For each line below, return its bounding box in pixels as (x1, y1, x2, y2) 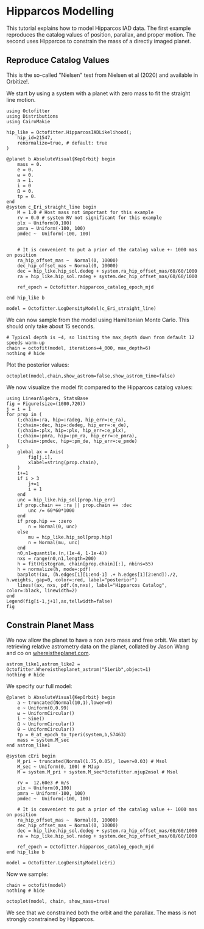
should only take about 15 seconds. (6, 322, 95, 330)
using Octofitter (6, 108, 51, 114)
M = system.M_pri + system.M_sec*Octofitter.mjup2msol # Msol (17, 769, 178, 775)
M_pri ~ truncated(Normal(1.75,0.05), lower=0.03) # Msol (17, 758, 167, 764)
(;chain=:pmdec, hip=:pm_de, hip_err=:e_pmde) (17, 438, 138, 444)
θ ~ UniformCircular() (17, 726, 75, 733)
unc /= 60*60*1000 (28, 508, 75, 514)
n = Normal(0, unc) (28, 523, 78, 529)
